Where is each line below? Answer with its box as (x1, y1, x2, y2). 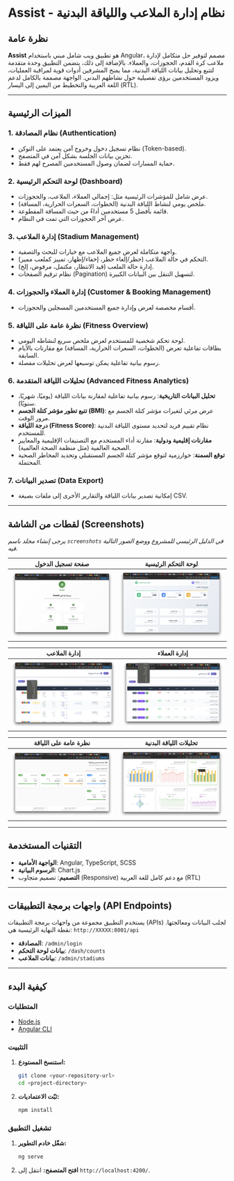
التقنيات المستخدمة (8, 840, 82, 851)
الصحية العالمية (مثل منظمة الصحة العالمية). (17, 444, 131, 452)
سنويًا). (17, 399, 37, 408)
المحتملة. (17, 458, 42, 467)
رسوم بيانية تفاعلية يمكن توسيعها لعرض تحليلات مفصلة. (17, 358, 160, 366)
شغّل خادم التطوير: (17, 1139, 67, 1148)
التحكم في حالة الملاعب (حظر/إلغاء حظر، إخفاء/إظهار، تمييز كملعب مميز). (17, 255, 208, 263)
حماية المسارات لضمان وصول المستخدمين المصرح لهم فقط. (17, 159, 175, 167)
